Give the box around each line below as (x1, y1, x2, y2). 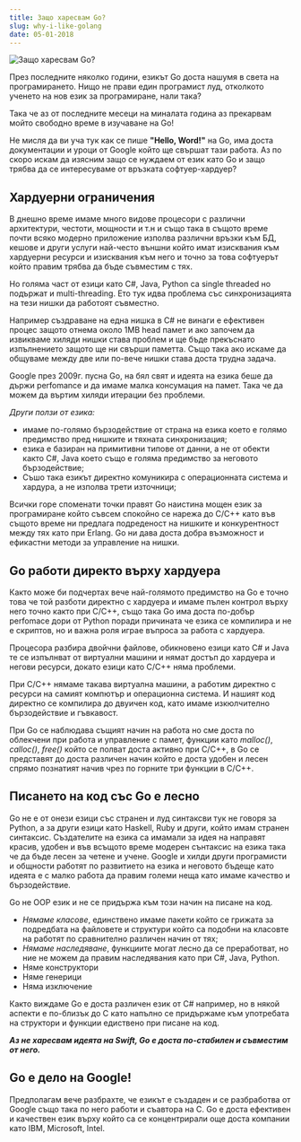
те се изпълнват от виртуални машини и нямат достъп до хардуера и (9, 652, 276, 662)
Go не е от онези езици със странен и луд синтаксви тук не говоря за (9, 813, 277, 824)
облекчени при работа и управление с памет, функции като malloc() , (9, 735, 273, 745)
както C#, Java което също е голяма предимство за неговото (21, 453, 258, 464)
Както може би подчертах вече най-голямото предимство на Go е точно (9, 587, 289, 597)
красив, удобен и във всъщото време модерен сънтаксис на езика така (9, 841, 287, 852)
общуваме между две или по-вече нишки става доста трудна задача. (9, 353, 277, 364)
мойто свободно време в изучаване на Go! (9, 118, 175, 128)
